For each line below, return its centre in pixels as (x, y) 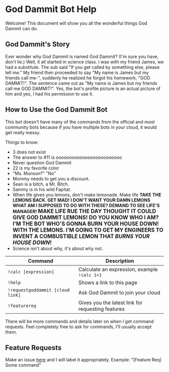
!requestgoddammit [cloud (39, 290)
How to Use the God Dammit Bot (56, 110)
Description (120, 261)
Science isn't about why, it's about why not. (58, 248)
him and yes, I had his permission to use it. (50, 94)
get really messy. (23, 132)
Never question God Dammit (42, 162)
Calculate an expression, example (118, 269)
